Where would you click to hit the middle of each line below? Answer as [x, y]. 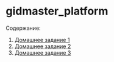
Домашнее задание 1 [42, 40]
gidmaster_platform [57, 11]
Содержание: [23, 28]
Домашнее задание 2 [43, 46]
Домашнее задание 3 [43, 52]
